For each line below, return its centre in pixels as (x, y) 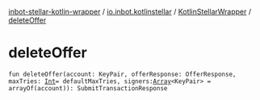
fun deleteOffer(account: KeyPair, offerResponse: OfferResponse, (122, 74)
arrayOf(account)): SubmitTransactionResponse (88, 88)
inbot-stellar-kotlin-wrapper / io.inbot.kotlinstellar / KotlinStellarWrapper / (130, 12)
